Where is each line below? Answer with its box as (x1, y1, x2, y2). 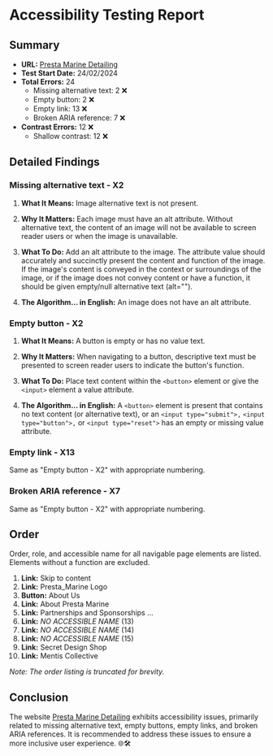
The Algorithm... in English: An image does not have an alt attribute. (20, 297, 251, 306)
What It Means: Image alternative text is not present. (20, 198, 198, 208)
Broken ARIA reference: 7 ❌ (32, 113, 126, 123)
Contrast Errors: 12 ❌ (20, 122, 94, 132)
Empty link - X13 (9, 446, 76, 458)
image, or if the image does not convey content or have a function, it (20, 272, 251, 282)
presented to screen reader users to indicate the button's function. (20, 360, 245, 370)
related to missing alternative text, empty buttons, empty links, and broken (9, 721, 258, 731)
